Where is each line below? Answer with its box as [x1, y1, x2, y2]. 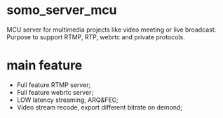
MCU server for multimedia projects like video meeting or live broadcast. [6, 25, 217, 34]
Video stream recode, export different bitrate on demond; [16, 103, 183, 111]
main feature [6, 58, 83, 74]
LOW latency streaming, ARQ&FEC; [16, 96, 119, 104]
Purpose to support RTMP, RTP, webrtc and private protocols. [6, 32, 185, 41]
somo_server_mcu [6, 2, 117, 18]
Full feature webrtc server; [16, 88, 94, 96]
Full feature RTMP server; [16, 80, 91, 89]
